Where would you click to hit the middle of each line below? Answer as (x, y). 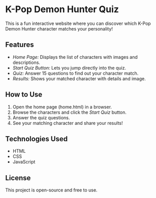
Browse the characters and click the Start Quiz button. (70, 112)
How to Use (24, 95)
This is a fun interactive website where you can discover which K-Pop (78, 23)
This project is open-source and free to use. (51, 190)
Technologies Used (36, 139)
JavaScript (24, 162)
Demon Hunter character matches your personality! (59, 28)
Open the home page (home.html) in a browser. (62, 107)
